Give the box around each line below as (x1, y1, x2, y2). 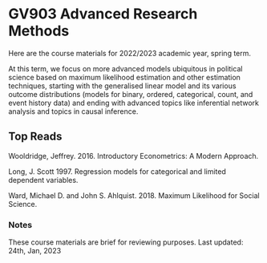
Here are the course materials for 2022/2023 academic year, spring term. (8, 48, 251, 58)
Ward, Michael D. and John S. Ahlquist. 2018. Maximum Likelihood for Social (8, 190, 260, 200)
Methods (8, 22, 70, 40)
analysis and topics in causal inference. (8, 106, 139, 116)
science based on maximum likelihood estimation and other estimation (8, 72, 241, 82)
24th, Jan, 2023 (8, 246, 62, 256)
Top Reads (8, 130, 63, 144)
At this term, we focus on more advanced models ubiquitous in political (8, 63, 243, 73)
